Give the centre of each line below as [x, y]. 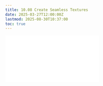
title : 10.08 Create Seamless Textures [47, 10]
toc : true [15, 24]
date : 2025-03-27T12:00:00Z [34, 14]
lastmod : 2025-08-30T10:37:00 [37, 19]
